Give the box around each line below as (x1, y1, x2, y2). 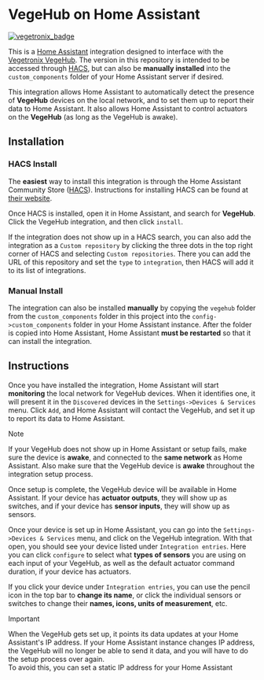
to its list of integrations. (8, 265, 86, 275)
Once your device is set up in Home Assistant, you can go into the (8, 525, 222, 534)
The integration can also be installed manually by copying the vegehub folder (8, 303, 256, 312)
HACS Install (8, 159, 57, 170)
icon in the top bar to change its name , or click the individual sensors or (8, 590, 242, 600)
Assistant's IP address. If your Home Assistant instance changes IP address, (8, 637, 255, 647)
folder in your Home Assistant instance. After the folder (73, 320, 252, 329)
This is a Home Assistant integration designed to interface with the (8, 46, 224, 56)
